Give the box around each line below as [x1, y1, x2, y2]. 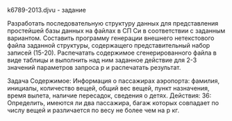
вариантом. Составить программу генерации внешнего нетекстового [7, 34, 215, 42]
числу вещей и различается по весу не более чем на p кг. [7, 106, 179, 114]
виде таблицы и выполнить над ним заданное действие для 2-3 [7, 56, 197, 64]
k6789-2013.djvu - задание [7, 6, 87, 14]
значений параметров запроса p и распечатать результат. [7, 64, 181, 71]
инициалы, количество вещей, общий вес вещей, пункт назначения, [7, 84, 210, 92]
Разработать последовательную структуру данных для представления [7, 19, 219, 27]
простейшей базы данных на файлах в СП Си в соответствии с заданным [7, 27, 226, 35]
